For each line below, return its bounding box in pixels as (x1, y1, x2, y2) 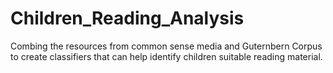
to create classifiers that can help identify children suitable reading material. (10, 50, 323, 62)
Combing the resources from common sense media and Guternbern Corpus (10, 40, 323, 52)
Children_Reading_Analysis (10, 7, 245, 30)
